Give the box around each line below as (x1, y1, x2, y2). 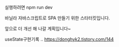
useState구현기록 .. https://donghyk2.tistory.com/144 (5, 36, 114, 42)
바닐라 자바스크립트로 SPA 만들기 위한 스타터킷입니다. (5, 15, 110, 21)
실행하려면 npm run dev (5, 4, 53, 10)
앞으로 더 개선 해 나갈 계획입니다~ (5, 25, 71, 31)
